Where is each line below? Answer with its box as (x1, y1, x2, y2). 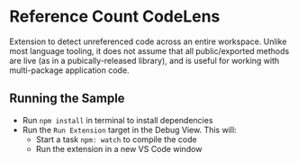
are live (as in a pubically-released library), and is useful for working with (9, 55, 280, 66)
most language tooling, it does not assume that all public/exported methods (9, 45, 290, 56)
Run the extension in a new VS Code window (35, 143, 203, 154)
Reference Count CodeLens (9, 6, 221, 27)
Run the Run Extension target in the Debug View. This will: (22, 124, 237, 135)
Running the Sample (9, 91, 125, 106)
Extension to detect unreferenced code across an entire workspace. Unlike (9, 36, 287, 47)
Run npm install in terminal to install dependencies (22, 114, 213, 125)
